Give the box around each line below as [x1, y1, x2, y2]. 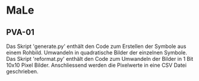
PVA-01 [6, 27, 34, 37]
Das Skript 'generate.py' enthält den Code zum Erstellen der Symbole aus [6, 43, 187, 50]
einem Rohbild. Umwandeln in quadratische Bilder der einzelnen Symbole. [6, 49, 187, 56]
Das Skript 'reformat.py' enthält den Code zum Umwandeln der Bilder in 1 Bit [6, 56, 194, 62]
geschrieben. [6, 68, 39, 74]
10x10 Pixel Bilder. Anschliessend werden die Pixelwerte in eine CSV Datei [6, 61, 187, 69]
